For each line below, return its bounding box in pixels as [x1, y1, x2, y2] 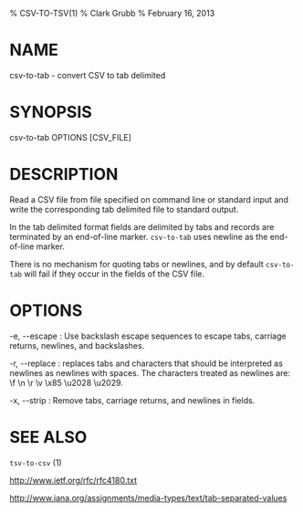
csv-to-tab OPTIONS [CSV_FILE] [9, 131, 132, 142]
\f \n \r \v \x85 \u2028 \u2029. [9, 377, 123, 388]
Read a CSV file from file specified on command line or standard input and [9, 193, 289, 204]
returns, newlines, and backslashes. [9, 340, 145, 350]
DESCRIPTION [9, 164, 119, 185]
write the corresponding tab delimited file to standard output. [9, 204, 239, 214]
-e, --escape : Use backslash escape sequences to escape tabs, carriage [9, 330, 287, 341]
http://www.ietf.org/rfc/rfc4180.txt [9, 475, 138, 486]
